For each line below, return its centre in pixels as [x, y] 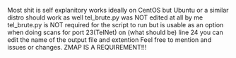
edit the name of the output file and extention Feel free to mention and [110, 40]
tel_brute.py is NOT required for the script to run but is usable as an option [116, 25]
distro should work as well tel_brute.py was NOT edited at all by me [105, 17]
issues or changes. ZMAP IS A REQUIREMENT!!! [77, 47]
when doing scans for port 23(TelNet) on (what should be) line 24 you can [116, 32]
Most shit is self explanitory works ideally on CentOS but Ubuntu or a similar [118, 10]
